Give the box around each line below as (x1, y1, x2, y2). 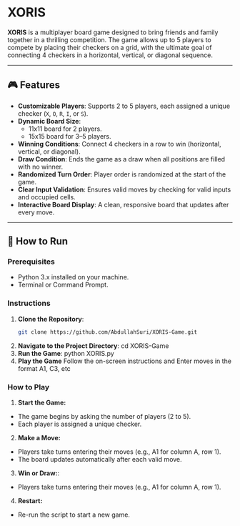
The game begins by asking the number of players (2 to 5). (17, 412, 191, 420)
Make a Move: (17, 433, 61, 442)
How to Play (7, 382, 50, 392)
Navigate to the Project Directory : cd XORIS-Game (17, 341, 169, 350)
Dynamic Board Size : (17, 116, 81, 125)
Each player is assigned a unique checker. (17, 420, 142, 428)
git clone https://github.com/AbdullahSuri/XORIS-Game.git (17, 328, 198, 336)
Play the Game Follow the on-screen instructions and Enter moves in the (17, 357, 232, 365)
